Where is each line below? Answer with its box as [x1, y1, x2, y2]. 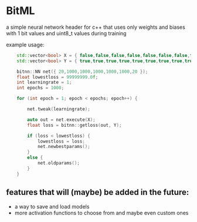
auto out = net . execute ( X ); [27, 116, 96, 123]
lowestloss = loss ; [37, 138, 85, 144]
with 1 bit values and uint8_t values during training [6, 29, 127, 36]
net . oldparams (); [37, 160, 80, 166]
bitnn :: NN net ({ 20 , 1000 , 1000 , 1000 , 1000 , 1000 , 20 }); [16, 69, 148, 75]
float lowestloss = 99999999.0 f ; [16, 74, 98, 80]
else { [27, 154, 43, 161]
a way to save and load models [14, 203, 90, 210]
